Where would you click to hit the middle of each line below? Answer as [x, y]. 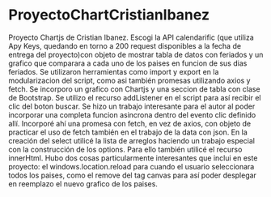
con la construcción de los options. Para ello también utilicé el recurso [125, 149]
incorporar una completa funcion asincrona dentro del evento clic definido [132, 114]
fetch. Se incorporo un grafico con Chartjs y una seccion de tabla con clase [134, 89]
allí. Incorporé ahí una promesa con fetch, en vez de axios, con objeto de [130, 123]
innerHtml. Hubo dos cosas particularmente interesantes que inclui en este [133, 158]
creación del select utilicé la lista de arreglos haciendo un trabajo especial [132, 140]
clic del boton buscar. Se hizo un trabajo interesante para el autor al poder [132, 106]
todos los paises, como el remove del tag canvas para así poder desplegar [133, 175]
